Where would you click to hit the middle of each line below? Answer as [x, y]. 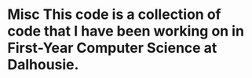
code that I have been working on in [126, 31]
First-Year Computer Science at [112, 48]
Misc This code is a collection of [114, 15]
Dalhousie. [43, 65]
